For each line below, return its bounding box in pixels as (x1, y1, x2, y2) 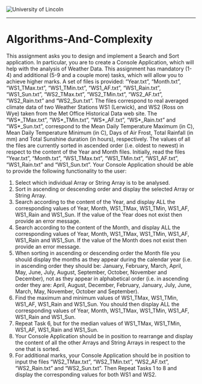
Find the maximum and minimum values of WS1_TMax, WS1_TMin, (14, 294, 179, 301)
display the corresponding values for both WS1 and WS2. (14, 371, 157, 378)
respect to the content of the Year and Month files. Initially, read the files (6, 148, 185, 155)
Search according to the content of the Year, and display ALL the (14, 198, 176, 205)
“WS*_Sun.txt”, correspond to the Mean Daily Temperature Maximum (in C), (6, 122, 194, 129)
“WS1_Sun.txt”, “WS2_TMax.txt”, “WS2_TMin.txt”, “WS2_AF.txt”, (6, 90, 164, 98)
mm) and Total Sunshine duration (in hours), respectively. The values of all (6, 135, 191, 143)
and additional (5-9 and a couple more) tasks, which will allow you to (13, 71, 183, 78)
